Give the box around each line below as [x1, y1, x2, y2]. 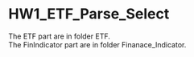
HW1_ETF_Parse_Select [8, 5, 170, 23]
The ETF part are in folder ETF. [8, 31, 111, 41]
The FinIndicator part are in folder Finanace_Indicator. [8, 39, 187, 49]
